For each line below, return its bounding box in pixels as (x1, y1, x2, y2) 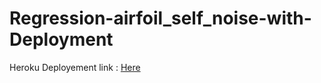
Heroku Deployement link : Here (9, 61, 141, 73)
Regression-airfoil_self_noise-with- (9, 7, 312, 30)
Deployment (9, 28, 114, 51)
